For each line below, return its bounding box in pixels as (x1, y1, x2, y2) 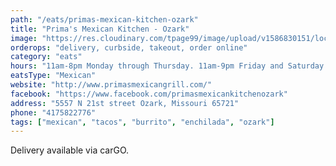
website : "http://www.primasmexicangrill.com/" (10, 80, 213, 90)
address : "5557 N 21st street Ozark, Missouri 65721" (10, 98, 240, 108)
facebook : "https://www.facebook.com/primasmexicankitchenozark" (10, 89, 288, 99)
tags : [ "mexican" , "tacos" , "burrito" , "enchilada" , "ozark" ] (10, 117, 275, 127)
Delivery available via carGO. (10, 144, 130, 156)
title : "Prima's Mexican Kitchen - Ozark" (10, 24, 190, 34)
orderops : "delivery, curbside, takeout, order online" (10, 42, 248, 53)
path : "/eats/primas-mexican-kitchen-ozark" (10, 14, 199, 25)
